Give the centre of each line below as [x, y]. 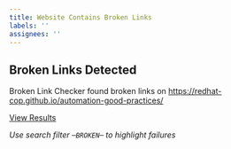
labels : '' [29, 26]
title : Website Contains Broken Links [81, 17]
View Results [33, 118]
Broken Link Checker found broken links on [88, 91]
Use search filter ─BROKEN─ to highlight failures [92, 135]
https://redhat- [195, 91]
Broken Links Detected [73, 70]
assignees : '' [35, 34]
